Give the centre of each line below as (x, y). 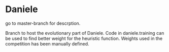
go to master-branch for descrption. (43, 23)
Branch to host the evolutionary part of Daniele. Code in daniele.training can (85, 33)
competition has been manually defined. (47, 43)
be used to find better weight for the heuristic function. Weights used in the (84, 38)
